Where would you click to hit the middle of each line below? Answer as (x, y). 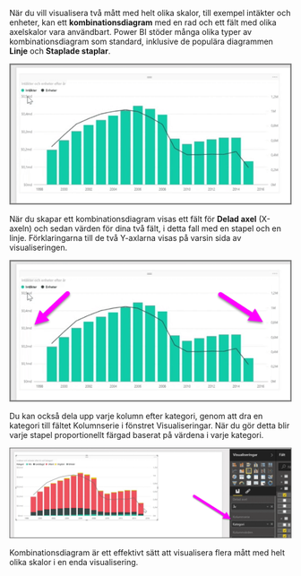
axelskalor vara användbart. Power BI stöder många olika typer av (131, 32)
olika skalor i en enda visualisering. (74, 563)
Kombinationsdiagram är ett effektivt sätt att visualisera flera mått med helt (147, 553)
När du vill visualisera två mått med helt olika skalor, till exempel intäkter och (150, 13)
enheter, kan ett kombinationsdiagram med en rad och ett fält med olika (143, 22)
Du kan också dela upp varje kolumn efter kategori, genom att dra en (136, 416)
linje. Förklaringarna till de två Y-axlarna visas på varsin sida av (125, 238)
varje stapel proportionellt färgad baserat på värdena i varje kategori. (137, 434)
